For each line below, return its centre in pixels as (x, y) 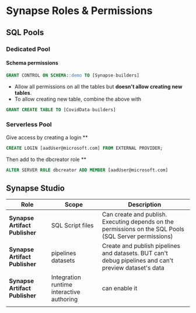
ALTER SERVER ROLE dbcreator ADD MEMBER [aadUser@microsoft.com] (87, 170)
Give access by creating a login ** (47, 137)
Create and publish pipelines (141, 246)
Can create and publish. (134, 215)
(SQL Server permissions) (137, 236)
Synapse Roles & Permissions (79, 11)
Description (145, 205)
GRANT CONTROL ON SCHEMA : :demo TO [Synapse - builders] (73, 75)
